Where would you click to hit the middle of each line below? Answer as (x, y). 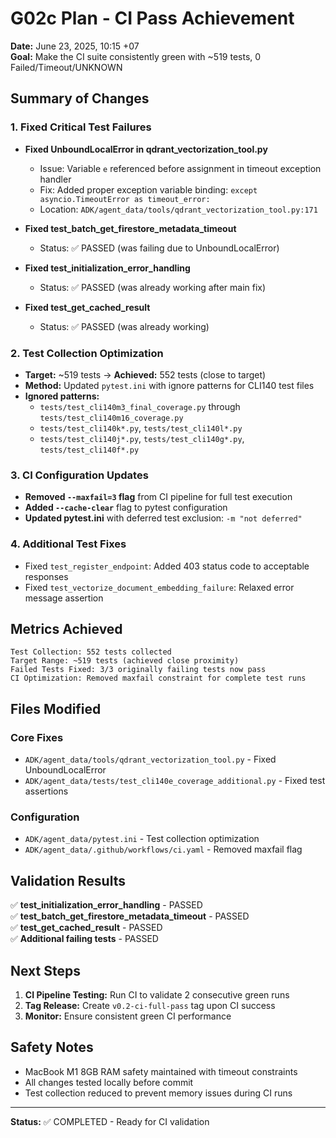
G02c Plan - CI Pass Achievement (152, 18)
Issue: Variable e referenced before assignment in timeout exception (180, 168)
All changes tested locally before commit (109, 1082)
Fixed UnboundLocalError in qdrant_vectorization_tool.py (146, 149)
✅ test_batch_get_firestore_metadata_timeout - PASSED (130, 916)
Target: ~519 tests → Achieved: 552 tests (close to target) (145, 374)
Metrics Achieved (66, 628)
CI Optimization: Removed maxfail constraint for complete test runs (158, 678)
